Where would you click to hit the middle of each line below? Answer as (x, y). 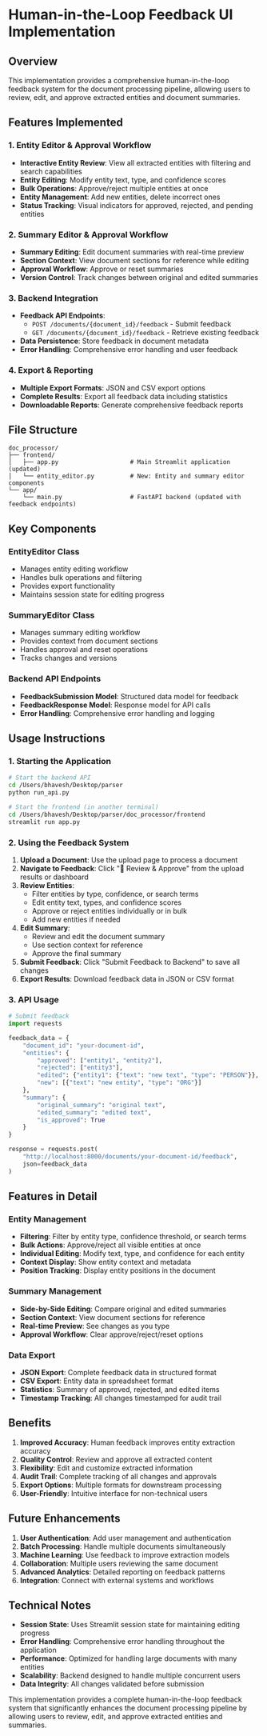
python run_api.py (39, 793)
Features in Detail (53, 1196)
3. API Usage (34, 999)
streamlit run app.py (44, 822)
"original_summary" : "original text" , (102, 1105)
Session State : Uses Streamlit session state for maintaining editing (130, 1625)
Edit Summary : (45, 928)
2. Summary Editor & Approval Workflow (88, 234)
